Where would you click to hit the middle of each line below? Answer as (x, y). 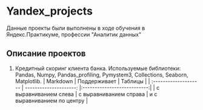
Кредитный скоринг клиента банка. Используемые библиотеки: (98, 68)
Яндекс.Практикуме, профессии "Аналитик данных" (74, 34)
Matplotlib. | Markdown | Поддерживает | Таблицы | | (82, 81)
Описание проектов (46, 54)
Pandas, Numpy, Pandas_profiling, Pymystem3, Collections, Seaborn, (101, 75)
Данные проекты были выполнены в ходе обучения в (76, 28)
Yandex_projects (49, 11)
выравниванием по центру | (51, 100)
